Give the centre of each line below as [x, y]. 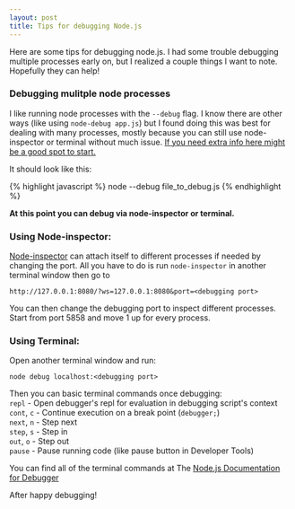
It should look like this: [51, 169]
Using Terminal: [45, 341]
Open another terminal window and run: [83, 361]
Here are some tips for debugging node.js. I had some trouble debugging [144, 51]
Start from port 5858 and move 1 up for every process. [110, 318]
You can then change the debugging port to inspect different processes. [143, 308]
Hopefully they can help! [55, 70]
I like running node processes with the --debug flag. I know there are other [146, 113]
